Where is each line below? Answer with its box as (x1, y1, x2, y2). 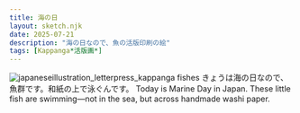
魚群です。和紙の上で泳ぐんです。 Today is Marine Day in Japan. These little (9, 83, 291, 94)
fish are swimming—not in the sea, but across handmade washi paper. (9, 93, 270, 104)
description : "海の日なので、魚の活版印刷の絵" (9, 38, 171, 48)
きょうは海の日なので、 (201, 73, 289, 83)
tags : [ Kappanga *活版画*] (9, 47, 103, 56)
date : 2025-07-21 (9, 30, 75, 39)
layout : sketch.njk (9, 22, 83, 30)
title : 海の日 (9, 13, 59, 22)
